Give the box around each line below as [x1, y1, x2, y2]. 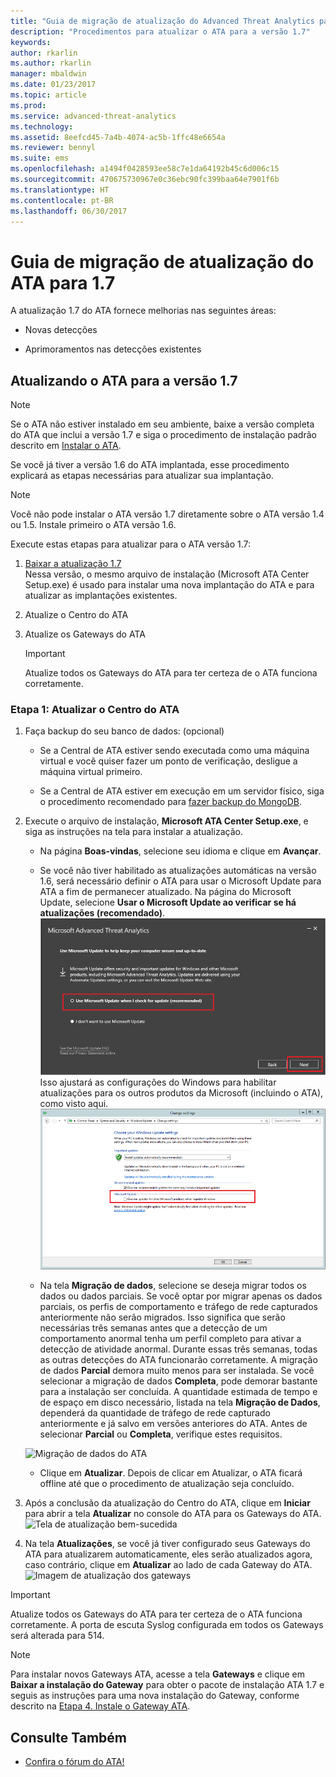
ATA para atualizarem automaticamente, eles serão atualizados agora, [24, 1548, 313, 1560]
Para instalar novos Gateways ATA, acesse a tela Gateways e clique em [10, 1668, 306, 1680]
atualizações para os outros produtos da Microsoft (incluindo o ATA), [39, 1086, 324, 1099]
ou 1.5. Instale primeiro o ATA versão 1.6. [10, 519, 177, 531]
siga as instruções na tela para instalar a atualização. [24, 826, 243, 838]
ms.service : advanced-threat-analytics [10, 111, 177, 121]
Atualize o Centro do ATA [24, 609, 129, 621]
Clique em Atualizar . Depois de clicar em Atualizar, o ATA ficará [39, 1467, 303, 1479]
